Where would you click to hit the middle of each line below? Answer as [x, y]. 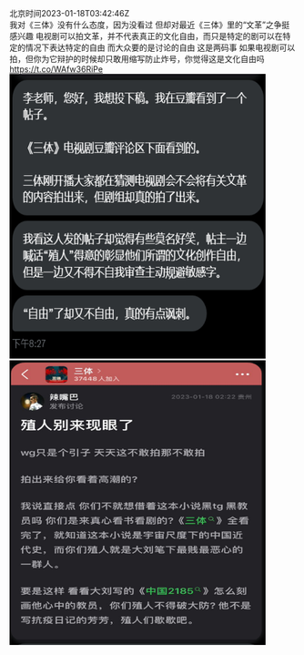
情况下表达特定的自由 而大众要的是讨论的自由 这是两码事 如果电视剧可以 [160, 47]
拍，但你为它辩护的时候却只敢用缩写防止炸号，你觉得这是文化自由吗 [137, 59]
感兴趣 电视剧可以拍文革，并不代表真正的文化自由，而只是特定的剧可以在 [146, 36]
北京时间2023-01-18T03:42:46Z [70, 13]
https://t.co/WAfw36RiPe [56, 69]
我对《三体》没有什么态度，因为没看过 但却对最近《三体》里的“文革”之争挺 [150, 25]
